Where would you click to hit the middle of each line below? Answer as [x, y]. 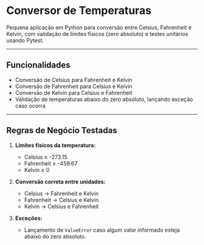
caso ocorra [30, 105]
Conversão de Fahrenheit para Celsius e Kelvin [73, 86]
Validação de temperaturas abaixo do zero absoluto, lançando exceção [104, 99]
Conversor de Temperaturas [79, 11]
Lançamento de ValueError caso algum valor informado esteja [102, 230]
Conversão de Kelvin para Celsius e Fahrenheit [73, 92]
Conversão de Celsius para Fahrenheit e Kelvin [73, 80]
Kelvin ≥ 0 [37, 170]
